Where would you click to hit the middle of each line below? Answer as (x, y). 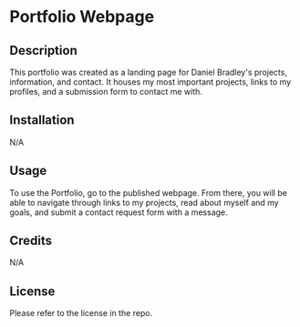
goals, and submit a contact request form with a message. (119, 212)
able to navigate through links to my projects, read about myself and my (145, 202)
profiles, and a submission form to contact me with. (106, 92)
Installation (42, 120)
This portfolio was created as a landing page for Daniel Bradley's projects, (148, 72)
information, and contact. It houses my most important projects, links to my (150, 82)
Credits (31, 241)
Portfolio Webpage (82, 17)
